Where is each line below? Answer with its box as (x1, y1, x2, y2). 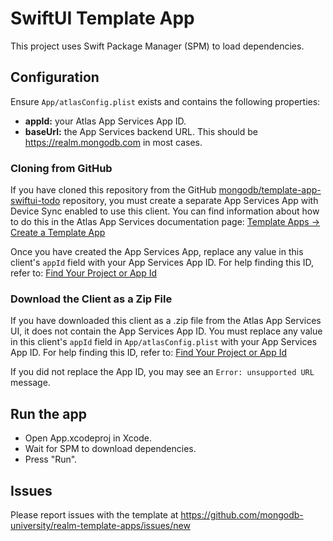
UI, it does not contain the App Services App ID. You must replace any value (10, 325, 323, 337)
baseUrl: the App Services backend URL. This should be (24, 125, 258, 137)
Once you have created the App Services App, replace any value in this (10, 246, 304, 258)
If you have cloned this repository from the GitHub (10, 184, 217, 196)
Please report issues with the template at (10, 508, 179, 521)
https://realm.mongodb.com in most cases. (24, 136, 203, 148)
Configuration (10, 69, 100, 86)
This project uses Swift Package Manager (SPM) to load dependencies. (10, 40, 305, 52)
